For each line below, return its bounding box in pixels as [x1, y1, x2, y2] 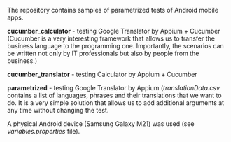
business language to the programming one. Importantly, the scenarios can [7, 42, 224, 50]
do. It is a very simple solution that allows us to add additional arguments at [7, 99, 225, 107]
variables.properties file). [7, 127, 80, 135]
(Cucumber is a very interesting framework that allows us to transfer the [7, 34, 216, 43]
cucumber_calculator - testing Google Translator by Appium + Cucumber [7, 27, 220, 35]
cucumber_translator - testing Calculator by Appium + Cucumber [7, 70, 197, 78]
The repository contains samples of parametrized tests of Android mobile [7, 6, 219, 14]
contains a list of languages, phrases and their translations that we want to [7, 91, 222, 99]
